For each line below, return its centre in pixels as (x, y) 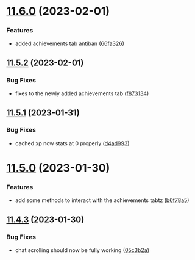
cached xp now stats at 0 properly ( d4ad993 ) (72, 143)
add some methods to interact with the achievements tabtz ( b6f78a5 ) (102, 200)
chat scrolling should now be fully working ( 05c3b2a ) (82, 250)
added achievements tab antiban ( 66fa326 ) (70, 43)
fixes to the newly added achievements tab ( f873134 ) (82, 93)
